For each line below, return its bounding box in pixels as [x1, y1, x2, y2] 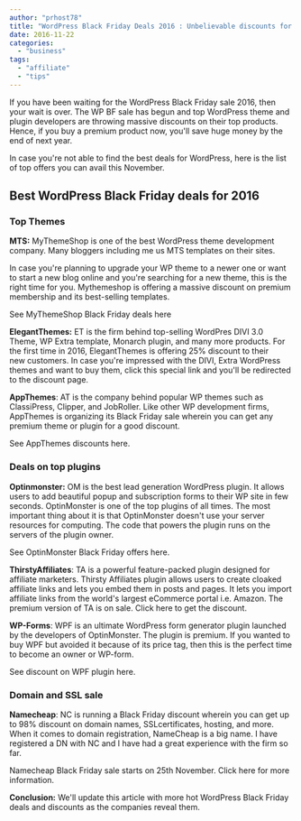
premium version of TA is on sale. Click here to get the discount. [9, 602, 248, 613]
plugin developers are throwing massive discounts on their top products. [9, 115, 278, 126]
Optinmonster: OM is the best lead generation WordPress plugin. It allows [9, 481, 285, 492]
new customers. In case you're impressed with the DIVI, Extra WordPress [9, 355, 281, 366]
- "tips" [17, 72, 50, 81]
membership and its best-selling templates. [9, 291, 170, 302]
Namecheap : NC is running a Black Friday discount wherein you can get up [9, 709, 290, 720]
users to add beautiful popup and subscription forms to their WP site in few [9, 491, 288, 502]
